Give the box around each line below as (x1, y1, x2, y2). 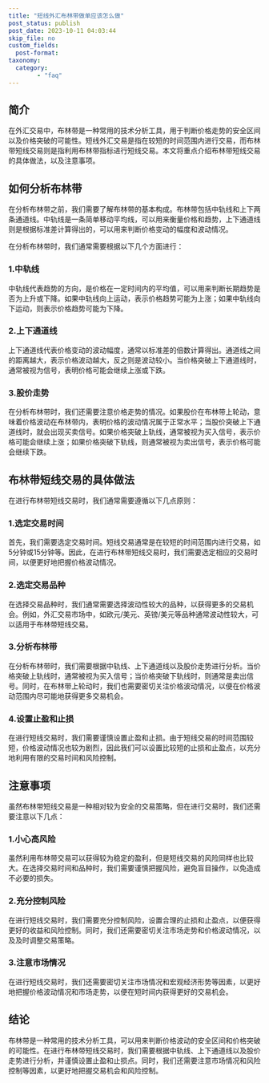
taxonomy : (8, 57, 42, 65)
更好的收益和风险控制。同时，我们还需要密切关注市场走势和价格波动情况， (8, 925, 254, 935)
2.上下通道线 (8, 326, 58, 337)
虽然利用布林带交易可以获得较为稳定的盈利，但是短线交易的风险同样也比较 (8, 854, 254, 863)
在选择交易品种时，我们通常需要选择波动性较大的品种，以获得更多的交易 (8, 599, 247, 609)
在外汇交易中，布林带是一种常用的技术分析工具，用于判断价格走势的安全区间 (8, 126, 261, 136)
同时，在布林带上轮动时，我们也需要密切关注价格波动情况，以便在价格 (22, 681, 254, 691)
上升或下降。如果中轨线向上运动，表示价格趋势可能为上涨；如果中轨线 (22, 294, 254, 303)
